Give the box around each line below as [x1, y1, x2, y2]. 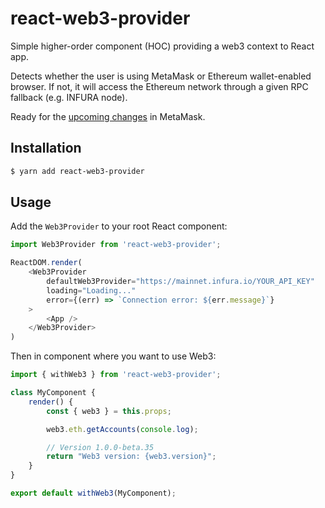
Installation [10, 140, 82, 157]
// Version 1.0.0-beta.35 [46, 442, 155, 452]
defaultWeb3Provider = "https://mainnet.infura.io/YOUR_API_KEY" [46, 277, 315, 287]
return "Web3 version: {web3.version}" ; [46, 452, 217, 462]
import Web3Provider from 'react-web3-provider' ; [10, 240, 222, 250]
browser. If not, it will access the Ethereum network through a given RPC [10, 80, 309, 92]
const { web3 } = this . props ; [46, 406, 172, 416]
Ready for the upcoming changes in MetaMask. [10, 110, 206, 122]
